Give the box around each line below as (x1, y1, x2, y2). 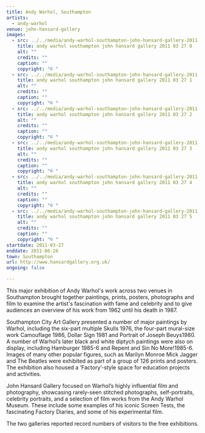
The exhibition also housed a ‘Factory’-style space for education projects (6, 364, 190, 371)
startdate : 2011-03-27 (6, 242, 64, 248)
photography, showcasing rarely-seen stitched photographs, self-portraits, (6, 389, 195, 396)
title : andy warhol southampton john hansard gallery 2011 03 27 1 (17, 77, 192, 83)
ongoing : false (6, 265, 45, 271)
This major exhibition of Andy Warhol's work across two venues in (6, 287, 173, 294)
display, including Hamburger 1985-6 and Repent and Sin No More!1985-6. (6, 344, 194, 352)
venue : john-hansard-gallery (6, 26, 81, 32)
